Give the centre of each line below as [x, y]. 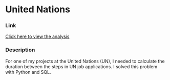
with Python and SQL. [28, 72]
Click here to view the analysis [37, 36]
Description [20, 50]
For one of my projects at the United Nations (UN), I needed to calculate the [85, 61]
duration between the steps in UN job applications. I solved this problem [81, 66]
